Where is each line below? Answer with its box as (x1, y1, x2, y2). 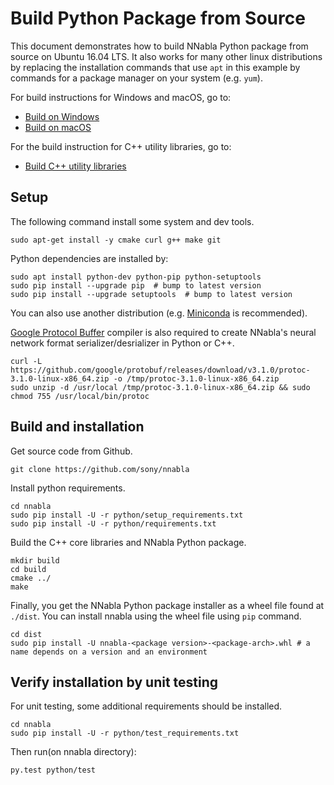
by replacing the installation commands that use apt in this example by (10, 61, 301, 73)
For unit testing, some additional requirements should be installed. (10, 700, 283, 712)
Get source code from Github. (10, 445, 133, 457)
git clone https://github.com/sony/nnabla (10, 464, 190, 474)
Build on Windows (24, 110, 100, 122)
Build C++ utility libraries (24, 160, 127, 172)
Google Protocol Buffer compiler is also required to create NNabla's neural (10, 326, 317, 338)
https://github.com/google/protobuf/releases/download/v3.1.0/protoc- (10, 365, 311, 375)
